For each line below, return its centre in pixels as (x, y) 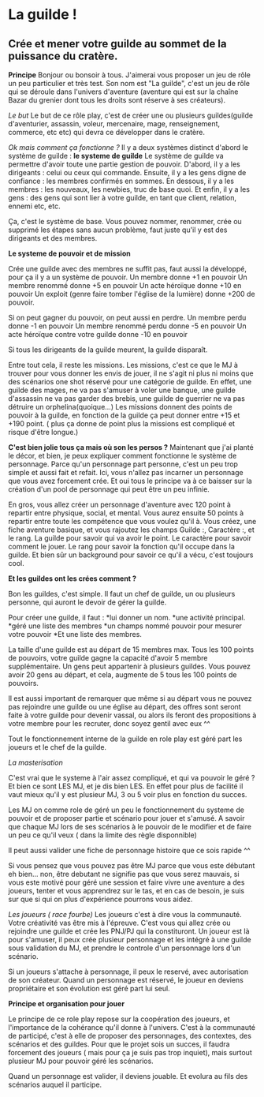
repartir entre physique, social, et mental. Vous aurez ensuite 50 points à (126, 513)
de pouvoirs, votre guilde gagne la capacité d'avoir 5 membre (108, 658)
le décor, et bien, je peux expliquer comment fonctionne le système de (123, 456)
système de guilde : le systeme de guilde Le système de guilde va (116, 156)
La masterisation (35, 762)
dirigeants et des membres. (53, 238)
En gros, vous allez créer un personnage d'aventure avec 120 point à (119, 504)
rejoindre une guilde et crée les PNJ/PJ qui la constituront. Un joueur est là (129, 931)
